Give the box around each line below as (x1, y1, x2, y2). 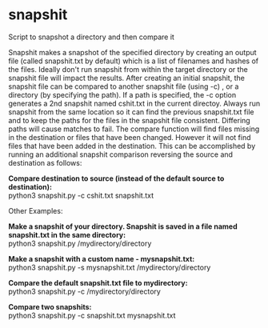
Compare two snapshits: (8, 302, 92, 311)
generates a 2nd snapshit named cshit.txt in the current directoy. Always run (8, 98, 261, 108)
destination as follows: (8, 158, 82, 167)
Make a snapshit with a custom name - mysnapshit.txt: (8, 254, 195, 263)
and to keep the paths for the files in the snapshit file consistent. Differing (8, 115, 250, 125)
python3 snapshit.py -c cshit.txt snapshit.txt (8, 190, 154, 200)
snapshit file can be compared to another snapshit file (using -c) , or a (8, 82, 239, 91)
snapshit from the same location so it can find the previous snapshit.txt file (8, 106, 254, 117)
